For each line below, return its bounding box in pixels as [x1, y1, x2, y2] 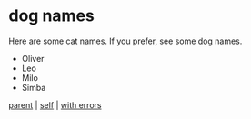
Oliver [21, 53, 45, 64]
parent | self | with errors [8, 99, 102, 110]
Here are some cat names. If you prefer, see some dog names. [8, 35, 243, 46]
